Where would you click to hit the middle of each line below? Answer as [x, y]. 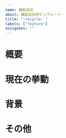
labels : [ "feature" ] [27, 24]
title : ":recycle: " [27, 19]
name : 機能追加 [19, 10]
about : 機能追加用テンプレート [33, 14]
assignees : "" [20, 28]
